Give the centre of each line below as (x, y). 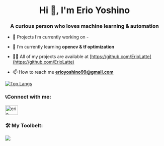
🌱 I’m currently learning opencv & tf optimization (63, 47)
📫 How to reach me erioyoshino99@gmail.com (63, 72)
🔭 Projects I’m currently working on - (51, 37)
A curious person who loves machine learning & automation (85, 26)
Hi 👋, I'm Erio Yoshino (85, 10)
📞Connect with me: (28, 97)
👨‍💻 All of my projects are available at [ (52, 57)
